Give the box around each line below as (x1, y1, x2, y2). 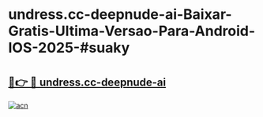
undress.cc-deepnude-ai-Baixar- (8, 5, 232, 24)
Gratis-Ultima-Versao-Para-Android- (8, 22, 256, 40)
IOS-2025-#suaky (8, 39, 130, 57)
